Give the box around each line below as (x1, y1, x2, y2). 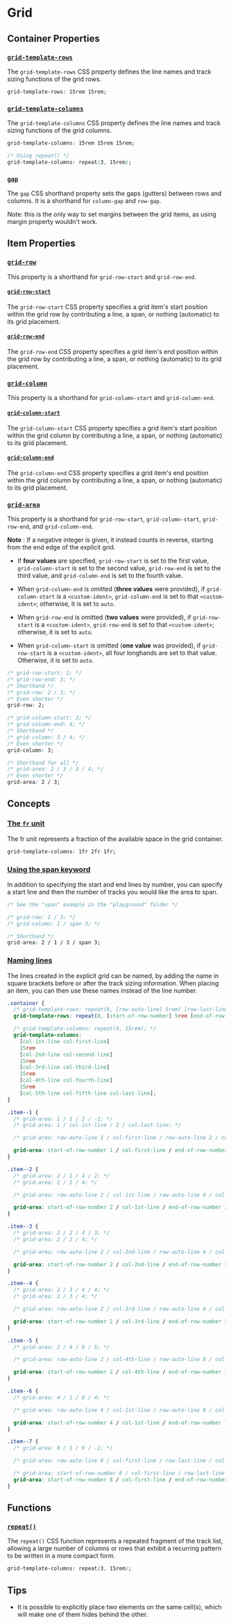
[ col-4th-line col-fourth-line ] (19, 1077, 113, 1084)
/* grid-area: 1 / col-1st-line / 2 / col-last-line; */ (13, 1122, 182, 1129)
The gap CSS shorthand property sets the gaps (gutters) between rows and (7, 189, 222, 198)
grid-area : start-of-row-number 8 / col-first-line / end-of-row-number (13, 1476, 228, 1483)
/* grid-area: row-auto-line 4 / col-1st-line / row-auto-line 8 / (13, 1406, 213, 1413)
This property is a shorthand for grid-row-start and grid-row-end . (7, 273, 196, 281)
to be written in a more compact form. (7, 1552, 116, 1560)
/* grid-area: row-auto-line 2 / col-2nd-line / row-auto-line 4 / (13, 1248, 213, 1255)
